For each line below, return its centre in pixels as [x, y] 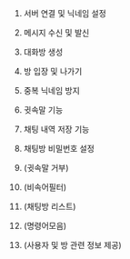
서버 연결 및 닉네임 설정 [65, 13]
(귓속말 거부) [46, 168]
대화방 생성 [43, 52]
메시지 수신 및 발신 [56, 33]
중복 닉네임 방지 [51, 90]
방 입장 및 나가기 [53, 71]
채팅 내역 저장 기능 [56, 129]
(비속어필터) [45, 187]
